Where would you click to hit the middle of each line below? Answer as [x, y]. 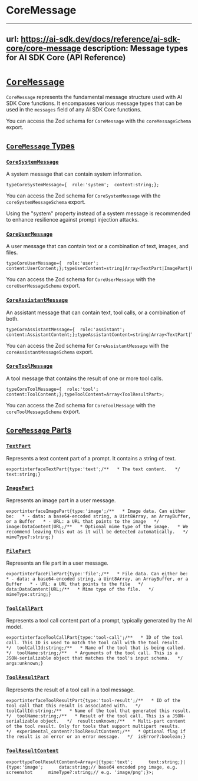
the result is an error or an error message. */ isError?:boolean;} [96, 736]
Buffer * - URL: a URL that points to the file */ [75, 584]
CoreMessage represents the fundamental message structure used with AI [94, 97]
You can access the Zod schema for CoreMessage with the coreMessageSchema [99, 121]
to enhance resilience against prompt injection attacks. [73, 219]
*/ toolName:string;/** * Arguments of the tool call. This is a [92, 653]
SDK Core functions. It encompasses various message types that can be [94, 103]
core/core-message [44, 49]
